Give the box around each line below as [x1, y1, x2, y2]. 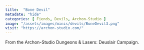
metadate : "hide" [5, 12, 41, 17]
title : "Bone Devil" [5, 7, 50, 12]
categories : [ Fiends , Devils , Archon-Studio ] [5, 16, 106, 21]
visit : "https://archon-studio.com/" [5, 26, 84, 31]
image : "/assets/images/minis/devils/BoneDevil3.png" [5, 21, 120, 26]
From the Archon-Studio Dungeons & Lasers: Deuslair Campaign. [5, 39, 139, 45]
